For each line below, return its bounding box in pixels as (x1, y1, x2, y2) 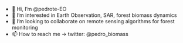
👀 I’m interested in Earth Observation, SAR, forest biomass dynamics (11, 12, 177, 19)
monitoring (11, 24, 38, 31)
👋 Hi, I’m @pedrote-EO (11, 6, 67, 12)
